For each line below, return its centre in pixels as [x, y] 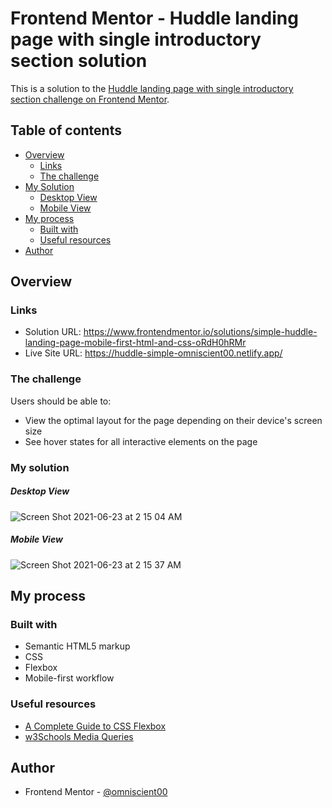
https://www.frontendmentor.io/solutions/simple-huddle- [200, 332]
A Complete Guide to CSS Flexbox [95, 726]
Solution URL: [53, 332]
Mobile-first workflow [69, 678]
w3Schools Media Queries [79, 736]
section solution [79, 61]
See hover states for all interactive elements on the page [141, 441]
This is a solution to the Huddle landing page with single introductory [152, 88]
